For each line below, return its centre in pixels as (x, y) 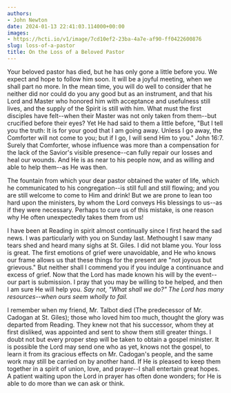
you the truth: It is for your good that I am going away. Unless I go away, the (115, 130)
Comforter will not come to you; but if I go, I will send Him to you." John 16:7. (115, 137)
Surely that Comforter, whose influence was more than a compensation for (113, 145)
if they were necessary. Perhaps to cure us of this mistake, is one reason (110, 210)
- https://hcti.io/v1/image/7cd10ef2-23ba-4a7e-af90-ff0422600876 (104, 39)
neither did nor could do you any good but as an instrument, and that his (110, 93)
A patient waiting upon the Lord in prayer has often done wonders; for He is (114, 376)
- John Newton (28, 20)
